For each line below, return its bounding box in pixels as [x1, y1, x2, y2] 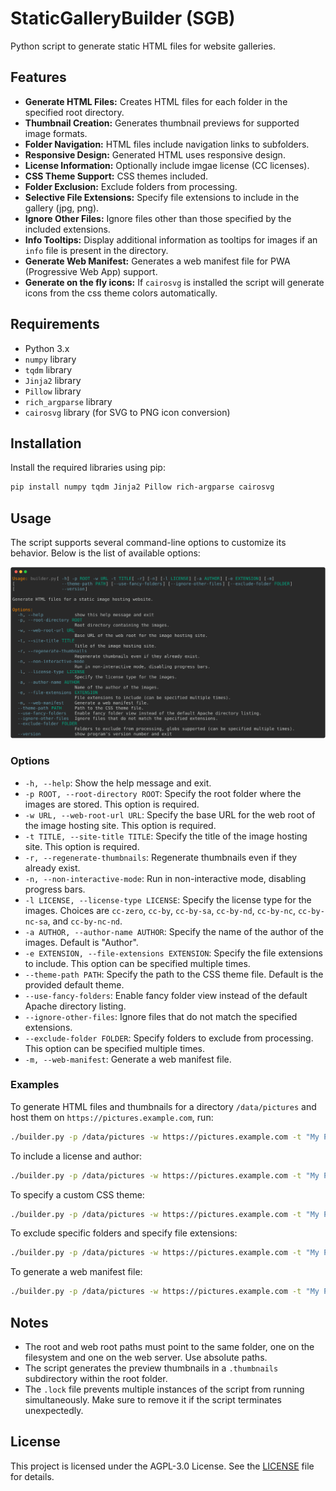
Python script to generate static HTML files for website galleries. [10, 40, 276, 52]
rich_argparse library [24, 395, 113, 407]
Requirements [10, 316, 100, 333]
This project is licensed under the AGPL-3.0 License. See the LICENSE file [10, 1460, 315, 1472]
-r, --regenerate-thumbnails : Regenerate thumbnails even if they [24, 851, 298, 863]
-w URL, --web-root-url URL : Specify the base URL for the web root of [24, 808, 316, 821]
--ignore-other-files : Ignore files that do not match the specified [24, 1010, 298, 1022]
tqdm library [24, 363, 73, 376]
